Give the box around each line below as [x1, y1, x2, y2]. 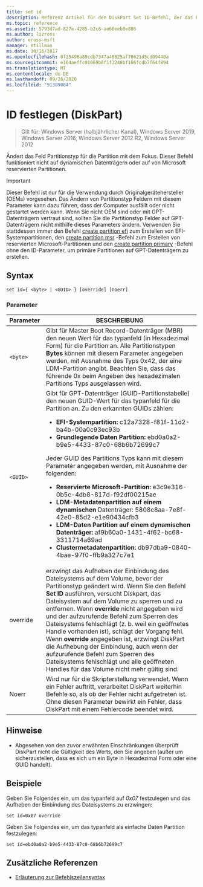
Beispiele [6, 778, 42, 789]
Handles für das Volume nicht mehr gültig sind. [45, 665, 179, 674]
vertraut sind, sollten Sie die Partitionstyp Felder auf [40, 214, 170, 221]
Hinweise [6, 726, 42, 736]
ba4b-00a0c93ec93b [56, 426, 120, 434]
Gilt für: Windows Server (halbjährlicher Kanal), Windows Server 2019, [21, 128, 196, 135]
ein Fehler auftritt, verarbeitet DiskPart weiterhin [45, 683, 182, 691]
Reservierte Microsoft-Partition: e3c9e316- [56, 483, 187, 492]
